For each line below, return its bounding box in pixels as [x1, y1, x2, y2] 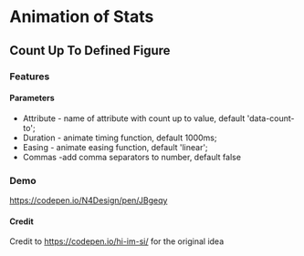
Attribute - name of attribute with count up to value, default [22, 112, 246, 124]
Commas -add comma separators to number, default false [22, 151, 242, 162]
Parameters [9, 93, 55, 104]
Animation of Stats [9, 6, 154, 27]
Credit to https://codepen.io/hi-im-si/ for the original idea [9, 236, 225, 247]
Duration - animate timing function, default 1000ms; [22, 132, 217, 143]
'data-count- [246, 112, 295, 124]
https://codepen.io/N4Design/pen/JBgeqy [9, 195, 168, 206]
